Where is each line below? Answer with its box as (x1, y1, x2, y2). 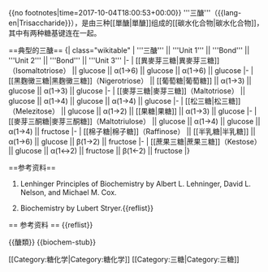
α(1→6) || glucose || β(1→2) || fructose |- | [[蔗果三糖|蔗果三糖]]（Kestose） (8, 137, 262, 146)
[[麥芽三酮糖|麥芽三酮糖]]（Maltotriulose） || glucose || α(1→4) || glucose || (8, 117, 261, 126)
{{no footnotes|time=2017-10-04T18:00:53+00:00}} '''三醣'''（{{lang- (8, 8, 242, 17)
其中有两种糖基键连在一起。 (8, 28, 102, 37)
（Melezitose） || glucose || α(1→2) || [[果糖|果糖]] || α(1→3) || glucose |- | (8, 106, 257, 116)
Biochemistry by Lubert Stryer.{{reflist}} (19, 203, 154, 213)
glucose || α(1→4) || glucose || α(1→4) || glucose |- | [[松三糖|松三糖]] (8, 97, 241, 106)
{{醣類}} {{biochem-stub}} (8, 237, 96, 247)
